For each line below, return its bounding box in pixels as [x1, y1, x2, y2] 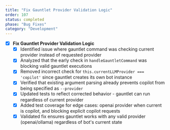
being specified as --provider [20, 85, 83, 92]
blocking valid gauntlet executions [20, 63, 93, 69]
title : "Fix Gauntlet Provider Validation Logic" [5, 7, 113, 13]
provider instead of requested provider [20, 52, 102, 58]
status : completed [5, 17, 44, 22]
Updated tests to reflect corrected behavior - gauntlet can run [20, 91, 150, 97]
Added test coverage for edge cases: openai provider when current [20, 102, 162, 108]
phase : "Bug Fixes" [5, 21, 47, 27]
